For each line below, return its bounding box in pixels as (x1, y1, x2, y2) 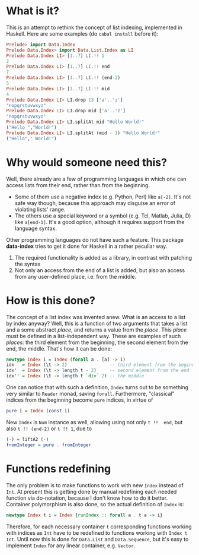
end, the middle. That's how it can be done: (6, 345, 113, 352)
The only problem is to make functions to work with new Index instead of (6, 481, 184, 488)
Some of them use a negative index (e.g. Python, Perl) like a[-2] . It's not (14, 193, 191, 200)
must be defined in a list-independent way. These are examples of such (6, 332, 181, 339)
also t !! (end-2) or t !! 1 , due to (6, 425, 92, 432)
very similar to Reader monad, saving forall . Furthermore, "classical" (6, 390, 175, 398)
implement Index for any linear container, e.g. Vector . (6, 542, 136, 549)
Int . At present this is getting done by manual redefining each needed (6, 488, 177, 495)
